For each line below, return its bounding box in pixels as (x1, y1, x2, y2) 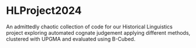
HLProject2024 (6, 4, 82, 17)
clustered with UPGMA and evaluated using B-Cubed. (6, 35, 136, 42)
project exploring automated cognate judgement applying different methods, (6, 29, 191, 36)
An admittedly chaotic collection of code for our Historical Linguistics (6, 23, 173, 30)
